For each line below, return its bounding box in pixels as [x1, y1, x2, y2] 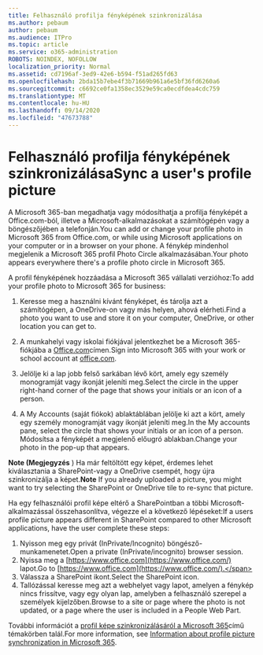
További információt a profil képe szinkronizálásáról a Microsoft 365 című [8, 620, 245, 630]
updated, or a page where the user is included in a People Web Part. [19, 605, 242, 615]
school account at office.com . [19, 353, 117, 363]
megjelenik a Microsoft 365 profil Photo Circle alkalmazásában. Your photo [8, 249, 249, 258]
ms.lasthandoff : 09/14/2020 [8, 107, 101, 115]
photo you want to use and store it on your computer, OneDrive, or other [19, 313, 254, 323]
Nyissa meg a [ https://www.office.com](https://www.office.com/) [19, 555, 232, 564]
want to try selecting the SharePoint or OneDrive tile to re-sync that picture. [8, 483, 254, 492]
